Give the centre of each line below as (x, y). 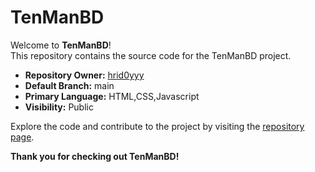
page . (22, 137)
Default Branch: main (69, 85)
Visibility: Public (59, 107)
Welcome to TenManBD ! (61, 45)
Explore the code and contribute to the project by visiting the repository (157, 126)
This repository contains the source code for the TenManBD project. (151, 55)
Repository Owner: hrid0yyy (84, 75)
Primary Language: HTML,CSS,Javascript (112, 96)
